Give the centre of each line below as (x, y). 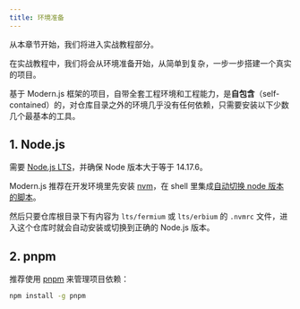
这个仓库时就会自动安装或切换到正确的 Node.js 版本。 (116, 227)
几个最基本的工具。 (45, 116)
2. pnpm (33, 256)
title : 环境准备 (37, 17)
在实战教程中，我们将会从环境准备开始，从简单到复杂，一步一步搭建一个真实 (150, 63)
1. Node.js (37, 145)
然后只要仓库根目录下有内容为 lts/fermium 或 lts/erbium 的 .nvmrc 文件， (145, 217)
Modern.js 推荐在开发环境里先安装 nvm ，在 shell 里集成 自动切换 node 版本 (147, 186)
